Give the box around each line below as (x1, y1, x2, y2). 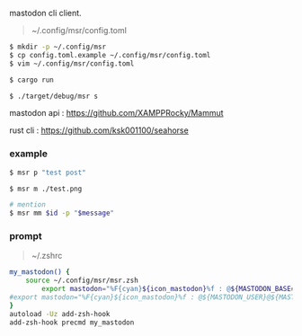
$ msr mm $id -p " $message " (9, 208, 115, 218)
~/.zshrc (31, 251, 63, 261)
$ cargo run (9, 75, 54, 84)
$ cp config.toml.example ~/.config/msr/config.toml (9, 50, 211, 59)
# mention (9, 200, 47, 209)
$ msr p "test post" (9, 168, 87, 177)
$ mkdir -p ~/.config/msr (9, 42, 106, 51)
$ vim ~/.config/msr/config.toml (9, 58, 135, 68)
